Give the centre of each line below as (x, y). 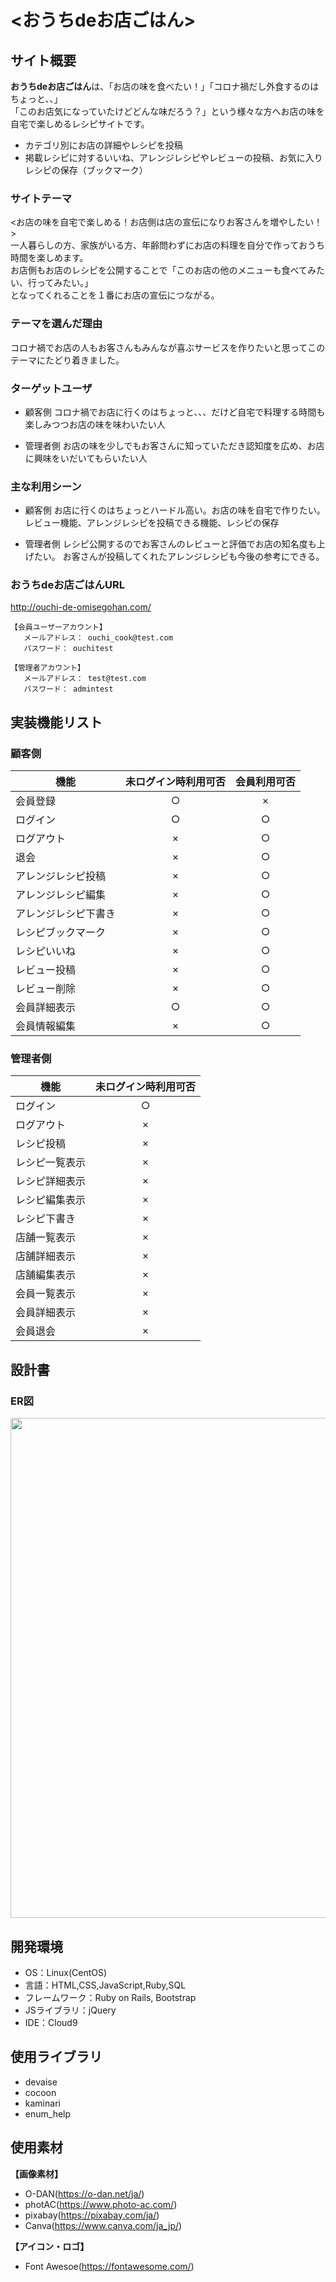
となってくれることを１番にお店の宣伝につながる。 (115, 295)
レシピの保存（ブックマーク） (86, 170)
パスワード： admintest (68, 689)
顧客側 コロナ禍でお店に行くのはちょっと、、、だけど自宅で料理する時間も (175, 412)
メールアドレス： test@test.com (85, 679)
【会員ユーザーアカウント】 (58, 627)
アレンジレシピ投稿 (61, 876)
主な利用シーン (46, 486)
